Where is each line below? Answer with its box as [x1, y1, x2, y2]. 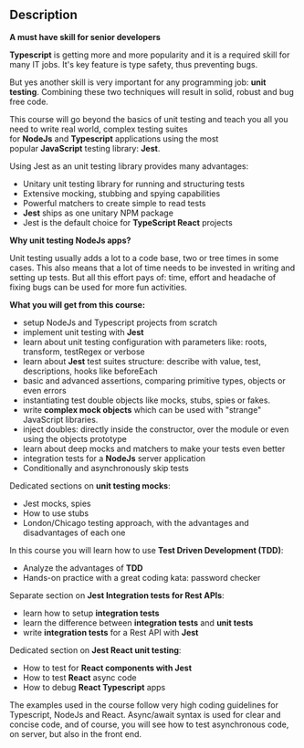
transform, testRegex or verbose [22, 346, 145, 357]
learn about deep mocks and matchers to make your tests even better [22, 443, 286, 454]
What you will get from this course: [9, 299, 146, 310]
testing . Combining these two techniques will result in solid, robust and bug [9, 86, 295, 97]
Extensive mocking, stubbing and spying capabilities [22, 187, 221, 199]
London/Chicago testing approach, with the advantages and [22, 517, 249, 528]
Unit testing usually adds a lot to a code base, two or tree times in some [9, 252, 279, 263]
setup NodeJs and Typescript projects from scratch [22, 317, 217, 328]
